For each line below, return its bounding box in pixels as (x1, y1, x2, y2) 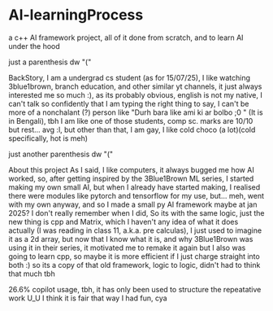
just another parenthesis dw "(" (8, 149, 114, 159)
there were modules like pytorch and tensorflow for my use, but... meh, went (8, 191, 265, 200)
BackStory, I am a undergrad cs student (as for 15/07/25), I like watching (8, 72, 250, 82)
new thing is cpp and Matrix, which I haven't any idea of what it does (8, 217, 239, 226)
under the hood (8, 41, 61, 50)
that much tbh (8, 269, 55, 278)
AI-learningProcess (8, 6, 144, 24)
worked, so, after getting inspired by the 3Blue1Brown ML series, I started (8, 173, 254, 183)
